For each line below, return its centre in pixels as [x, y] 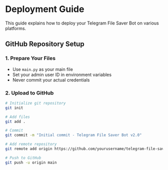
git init [14, 108]
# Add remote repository [31, 144]
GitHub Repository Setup [45, 44]
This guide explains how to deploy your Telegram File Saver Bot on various [82, 23]
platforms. [16, 28]
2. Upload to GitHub [29, 92]
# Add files [17, 117]
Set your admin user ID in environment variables [62, 74]
